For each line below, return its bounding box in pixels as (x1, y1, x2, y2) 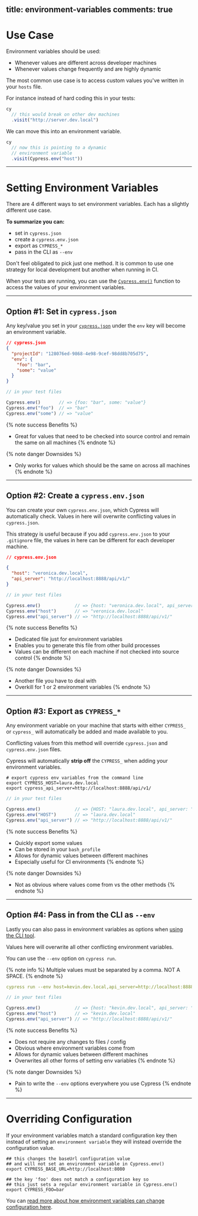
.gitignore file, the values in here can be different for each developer (6, 536, 175, 543)
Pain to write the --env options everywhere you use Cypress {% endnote (14, 1080, 192, 1087)
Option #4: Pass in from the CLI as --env (6, 910, 155, 920)
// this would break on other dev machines (11, 112, 120, 117)
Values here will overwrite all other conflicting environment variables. (6, 943, 174, 950)
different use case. (6, 207, 52, 214)
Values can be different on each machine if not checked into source (14, 648, 180, 655)
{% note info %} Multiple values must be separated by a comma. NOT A (6, 966, 181, 973)
